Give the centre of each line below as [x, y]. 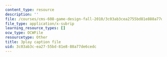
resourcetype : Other [27, 38]
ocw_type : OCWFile [24, 33]
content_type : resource [30, 10]
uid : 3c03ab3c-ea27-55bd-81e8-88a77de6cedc [51, 47]
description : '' [22, 14]
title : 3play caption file [33, 42]
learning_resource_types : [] [35, 28]
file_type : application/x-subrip [40, 24]
